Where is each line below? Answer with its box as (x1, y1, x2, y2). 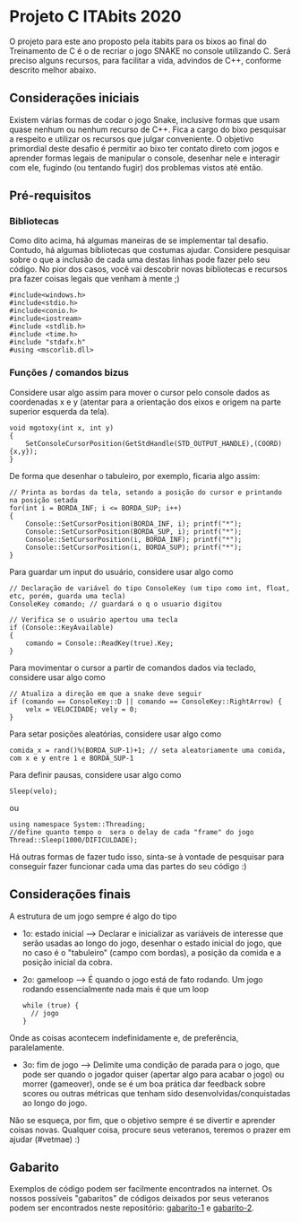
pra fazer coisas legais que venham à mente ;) (9, 274, 181, 284)
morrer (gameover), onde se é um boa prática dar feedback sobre (21, 1078, 266, 1089)
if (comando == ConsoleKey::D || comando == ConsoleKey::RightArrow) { (9, 697, 282, 706)
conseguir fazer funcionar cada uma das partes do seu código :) (9, 860, 247, 871)
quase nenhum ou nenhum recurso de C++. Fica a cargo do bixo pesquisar (9, 124, 287, 135)
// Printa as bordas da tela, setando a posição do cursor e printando (9, 487, 282, 497)
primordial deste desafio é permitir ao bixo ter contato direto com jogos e (9, 143, 279, 153)
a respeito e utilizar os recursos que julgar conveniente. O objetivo (9, 133, 254, 144)
